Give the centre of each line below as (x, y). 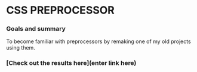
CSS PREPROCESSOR (61, 10)
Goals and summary (36, 29)
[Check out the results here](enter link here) (71, 63)
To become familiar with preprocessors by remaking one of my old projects (98, 41)
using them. (21, 48)
